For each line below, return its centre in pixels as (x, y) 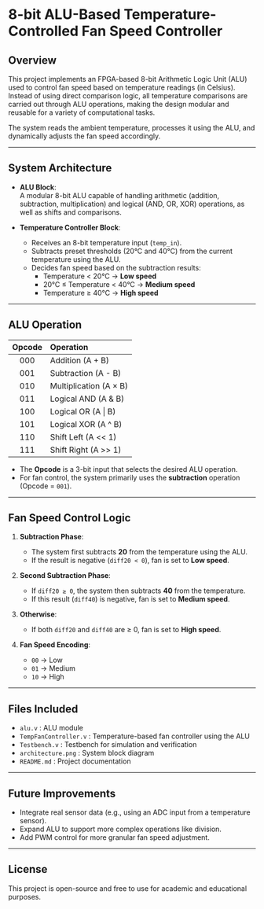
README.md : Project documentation (75, 761)
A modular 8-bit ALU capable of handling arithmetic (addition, (119, 195)
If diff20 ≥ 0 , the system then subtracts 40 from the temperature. (138, 591)
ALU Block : (38, 187)
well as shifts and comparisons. (70, 212)
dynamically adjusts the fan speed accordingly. (84, 136)
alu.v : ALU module (51, 728)
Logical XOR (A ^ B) (86, 424)
